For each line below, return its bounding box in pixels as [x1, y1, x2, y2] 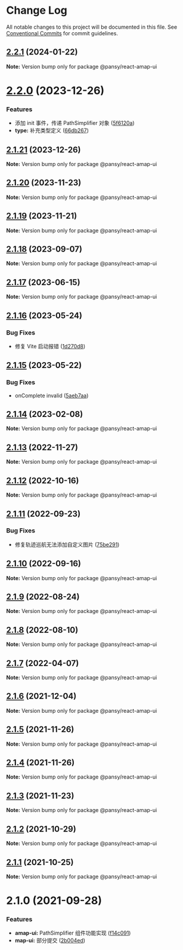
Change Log [6, 4, 67, 17]
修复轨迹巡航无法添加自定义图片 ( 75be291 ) [14, 541, 120, 548]
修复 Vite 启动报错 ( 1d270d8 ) [14, 342, 86, 350]
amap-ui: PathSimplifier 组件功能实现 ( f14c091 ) [14, 930, 131, 937]
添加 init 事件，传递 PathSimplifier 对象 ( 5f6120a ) [14, 119, 135, 127]
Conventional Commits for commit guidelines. [6, 29, 118, 36]
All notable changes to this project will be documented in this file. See [6, 23, 178, 30]
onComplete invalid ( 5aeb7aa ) [14, 392, 89, 399]
